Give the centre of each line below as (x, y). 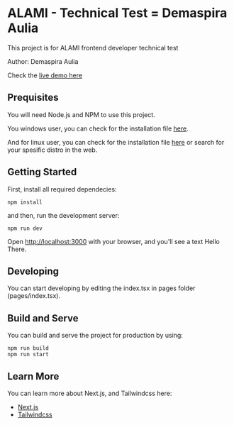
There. (17, 249)
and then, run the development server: (63, 215)
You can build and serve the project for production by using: (95, 336)
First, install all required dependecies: (62, 189)
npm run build (28, 348)
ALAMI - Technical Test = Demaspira (117, 13)
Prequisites (33, 98)
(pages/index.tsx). (34, 296)
